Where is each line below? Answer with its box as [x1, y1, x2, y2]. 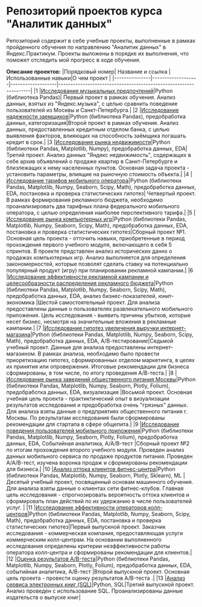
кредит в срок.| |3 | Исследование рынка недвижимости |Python [6, 138, 171, 145]
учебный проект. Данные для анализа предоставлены [6, 343, 147, 351]
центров [6, 510, 28, 517]
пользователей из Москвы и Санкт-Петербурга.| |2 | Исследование [6, 106, 179, 113]
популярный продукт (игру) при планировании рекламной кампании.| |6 [6, 267, 194, 274]
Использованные [6, 74, 51, 81]
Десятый [6, 478, 30, 485]
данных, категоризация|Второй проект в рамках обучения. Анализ [6, 119, 179, 126]
